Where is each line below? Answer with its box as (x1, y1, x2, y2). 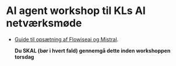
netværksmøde (6, 16, 82, 30)
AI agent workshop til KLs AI (6, 4, 146, 18)
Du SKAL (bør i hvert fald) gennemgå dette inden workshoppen (14, 47, 171, 54)
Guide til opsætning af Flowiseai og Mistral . (14, 36, 119, 43)
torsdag (14, 53, 34, 60)
